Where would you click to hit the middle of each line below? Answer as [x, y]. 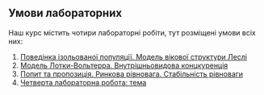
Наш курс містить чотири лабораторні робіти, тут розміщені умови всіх [132, 32]
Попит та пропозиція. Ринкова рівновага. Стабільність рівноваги [132, 74]
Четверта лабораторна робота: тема [83, 82]
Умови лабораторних [65, 13]
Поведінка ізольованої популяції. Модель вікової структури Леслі [134, 56]
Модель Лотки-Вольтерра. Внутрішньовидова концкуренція [124, 65]
